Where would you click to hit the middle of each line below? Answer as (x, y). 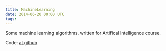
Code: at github (21, 43)
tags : (11, 19)
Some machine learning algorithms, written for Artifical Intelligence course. (83, 33)
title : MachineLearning (30, 10)
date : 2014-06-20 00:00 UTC (35, 14)
